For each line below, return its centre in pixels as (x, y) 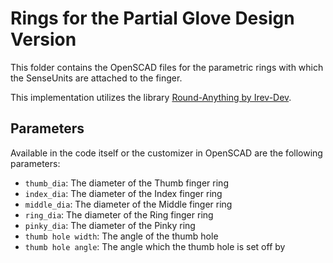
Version (43, 39)
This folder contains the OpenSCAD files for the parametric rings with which (167, 67)
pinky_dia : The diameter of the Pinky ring (110, 225)
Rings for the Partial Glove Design (152, 18)
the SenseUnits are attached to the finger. (96, 78)
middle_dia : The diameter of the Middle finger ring (128, 204)
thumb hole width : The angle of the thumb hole (121, 236)
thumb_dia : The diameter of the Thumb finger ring (126, 183)
